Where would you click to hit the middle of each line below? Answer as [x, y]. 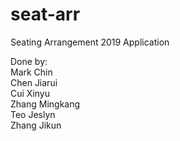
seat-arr [45, 14]
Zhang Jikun [36, 125]
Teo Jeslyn [33, 114]
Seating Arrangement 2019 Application [90, 42]
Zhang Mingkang [45, 104]
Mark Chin [31, 72]
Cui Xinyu [30, 93]
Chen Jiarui [34, 82]
